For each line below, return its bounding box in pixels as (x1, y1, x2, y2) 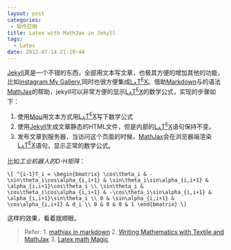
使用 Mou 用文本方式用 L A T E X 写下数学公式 (17, 111, 133, 122)
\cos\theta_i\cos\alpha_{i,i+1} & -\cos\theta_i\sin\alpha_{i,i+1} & (7, 189, 212, 196)
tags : (7, 36, 23, 43)
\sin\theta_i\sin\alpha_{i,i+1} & (109, 177, 209, 184)
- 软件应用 (10, 23, 38, 30)
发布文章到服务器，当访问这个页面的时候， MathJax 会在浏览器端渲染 (17, 132, 212, 140)
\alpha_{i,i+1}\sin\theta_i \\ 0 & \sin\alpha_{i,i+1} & (7, 195, 175, 202)
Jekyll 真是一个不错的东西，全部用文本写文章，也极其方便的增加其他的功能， (7, 68, 224, 77)
